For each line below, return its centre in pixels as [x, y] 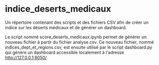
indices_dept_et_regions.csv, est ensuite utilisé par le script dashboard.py [79, 47]
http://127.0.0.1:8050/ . [26, 57]
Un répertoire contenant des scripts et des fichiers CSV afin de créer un [77, 22]
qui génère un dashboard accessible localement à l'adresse [65, 52]
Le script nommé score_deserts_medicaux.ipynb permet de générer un [76, 37]
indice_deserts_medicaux [58, 9]
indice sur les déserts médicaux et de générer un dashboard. [66, 27]
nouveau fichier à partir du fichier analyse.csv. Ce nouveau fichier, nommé [79, 42]
